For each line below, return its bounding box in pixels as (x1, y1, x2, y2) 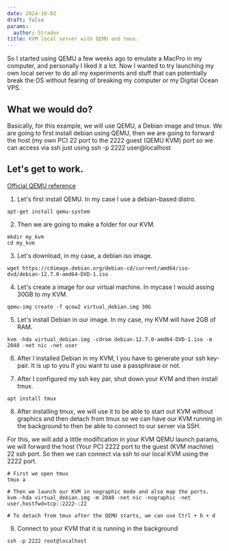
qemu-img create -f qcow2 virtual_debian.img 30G (7, 303, 152, 310)
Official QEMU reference (7, 181, 77, 189)
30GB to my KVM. (16, 290, 68, 298)
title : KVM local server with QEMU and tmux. (7, 36, 139, 43)
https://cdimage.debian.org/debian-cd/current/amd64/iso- (22, 265, 191, 272)
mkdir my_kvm (7, 233, 44, 240)
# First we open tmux (7, 470, 69, 477)
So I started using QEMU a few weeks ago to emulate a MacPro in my (7, 54, 203, 62)
